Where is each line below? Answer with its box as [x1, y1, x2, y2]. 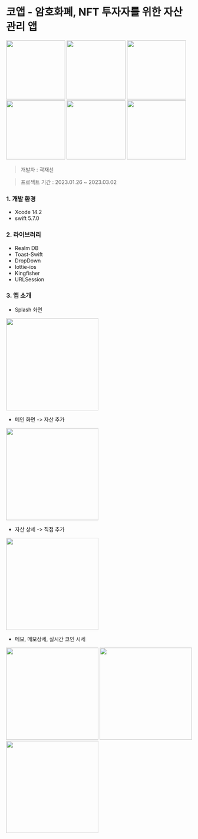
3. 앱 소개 [6, 291, 32, 300]
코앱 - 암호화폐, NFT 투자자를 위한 [6, 5, 161, 19]
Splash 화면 [14, 306, 42, 313]
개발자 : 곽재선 [20, 166, 54, 173]
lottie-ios [14, 263, 37, 270]
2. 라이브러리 [6, 231, 41, 239]
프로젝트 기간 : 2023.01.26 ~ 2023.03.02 [20, 178, 117, 186]
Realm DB [14, 244, 39, 251]
